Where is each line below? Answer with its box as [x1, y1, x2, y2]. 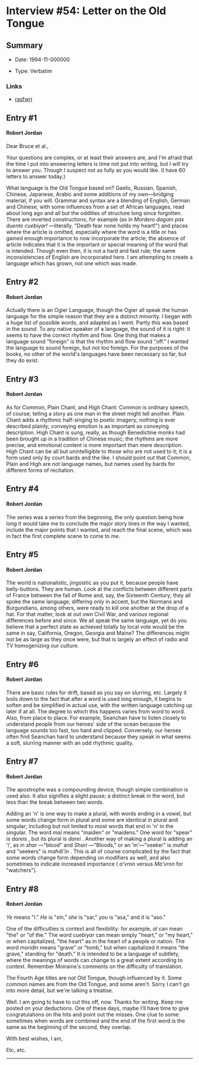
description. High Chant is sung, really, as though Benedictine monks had [6, 429, 185, 436]
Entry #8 [6, 884, 39, 894]
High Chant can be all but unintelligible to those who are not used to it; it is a [6, 448, 192, 455]
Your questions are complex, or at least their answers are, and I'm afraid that [6, 154, 193, 161]
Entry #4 [6, 484, 39, 494]
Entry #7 [6, 757, 38, 767]
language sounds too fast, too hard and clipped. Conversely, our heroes [6, 726, 182, 733]
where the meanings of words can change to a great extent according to [6, 957, 183, 964]
